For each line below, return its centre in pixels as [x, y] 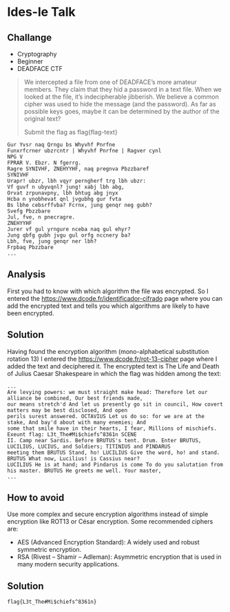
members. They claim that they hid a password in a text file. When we [123, 89]
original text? [42, 119]
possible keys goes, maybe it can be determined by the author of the [122, 111]
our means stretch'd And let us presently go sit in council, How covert [115, 404]
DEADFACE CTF [40, 69]
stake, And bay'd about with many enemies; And [77, 422]
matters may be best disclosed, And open [67, 410]
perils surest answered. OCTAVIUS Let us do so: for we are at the [106, 416]
